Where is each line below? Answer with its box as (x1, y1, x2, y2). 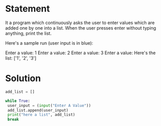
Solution (5, 73, 41, 84)
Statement (5, 3, 50, 15)
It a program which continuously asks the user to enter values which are (5, 20, 155, 26)
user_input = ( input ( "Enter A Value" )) (7, 103, 92, 108)
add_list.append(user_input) (7, 107, 69, 113)
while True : (5, 98, 30, 103)
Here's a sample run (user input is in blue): (5, 40, 94, 46)
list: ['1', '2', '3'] (5, 55, 37, 61)
